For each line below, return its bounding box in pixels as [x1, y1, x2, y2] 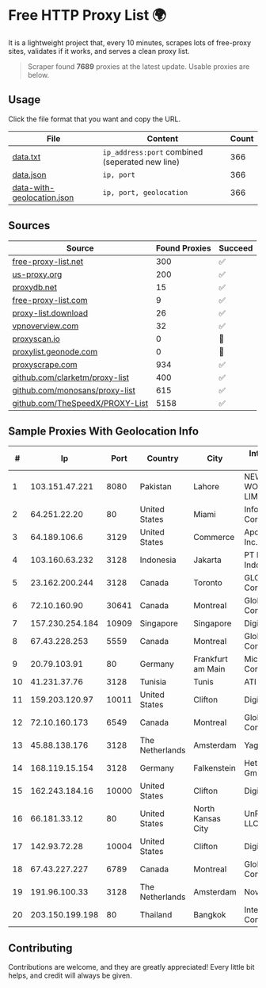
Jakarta [193, 554, 222, 565]
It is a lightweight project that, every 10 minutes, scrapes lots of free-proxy [8, 37, 252, 48]
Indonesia [139, 554, 177, 565]
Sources [8, 219, 51, 232]
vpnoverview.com [12, 320, 79, 331]
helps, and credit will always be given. [8, 971, 132, 980]
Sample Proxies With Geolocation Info [8, 424, 199, 438]
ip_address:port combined [102, 146, 203, 157]
